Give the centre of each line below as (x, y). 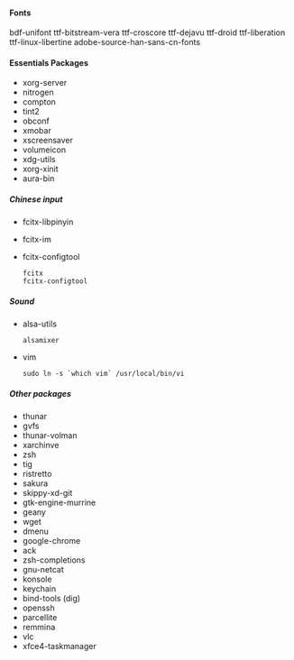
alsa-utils (39, 324)
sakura (35, 483)
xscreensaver (48, 141)
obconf (36, 121)
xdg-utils (39, 160)
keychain (39, 589)
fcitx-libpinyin (48, 222)
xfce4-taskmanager (59, 646)
